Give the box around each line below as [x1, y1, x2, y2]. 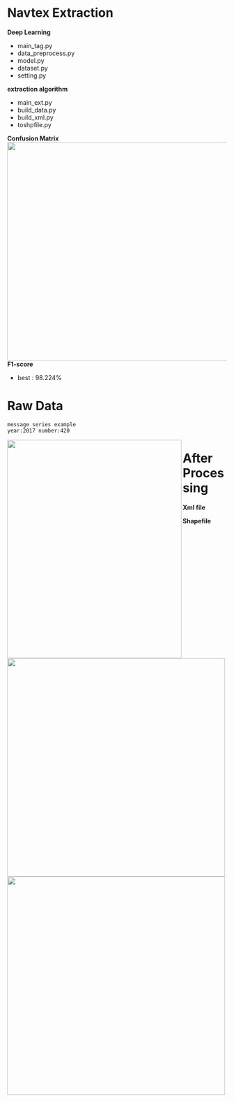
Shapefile [182, 516, 211, 525]
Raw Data [7, 398, 64, 414]
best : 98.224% [17, 373, 63, 382]
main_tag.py [17, 41, 53, 50]
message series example [7, 421, 77, 428]
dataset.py [17, 64, 49, 72]
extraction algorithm [7, 85, 68, 93]
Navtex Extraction [7, 5, 114, 21]
